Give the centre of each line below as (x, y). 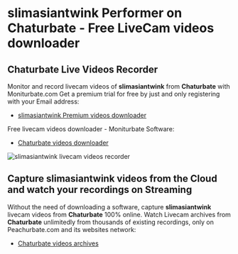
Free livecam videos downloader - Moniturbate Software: (91, 129)
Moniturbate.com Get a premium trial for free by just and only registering (114, 94)
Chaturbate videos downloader (63, 143)
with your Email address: (43, 101)
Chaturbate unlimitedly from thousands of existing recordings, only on (111, 222)
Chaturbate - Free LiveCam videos (111, 28)
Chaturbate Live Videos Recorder (83, 69)
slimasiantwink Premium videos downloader (82, 115)
